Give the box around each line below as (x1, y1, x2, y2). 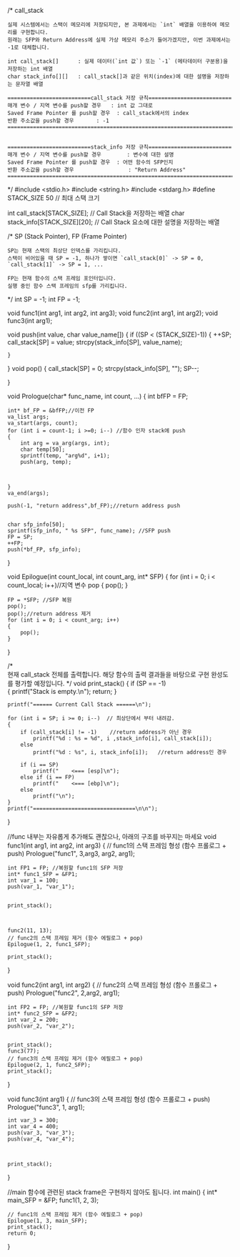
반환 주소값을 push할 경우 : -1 (7, 117, 109, 124)
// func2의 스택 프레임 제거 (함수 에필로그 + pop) (7, 935, 144, 942)
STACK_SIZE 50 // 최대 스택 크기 (7, 194, 100, 202)
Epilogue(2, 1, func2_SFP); (7, 1061, 91, 1068)
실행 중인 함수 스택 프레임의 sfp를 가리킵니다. (7, 282, 128, 289)
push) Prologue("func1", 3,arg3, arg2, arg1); (7, 850, 136, 858)
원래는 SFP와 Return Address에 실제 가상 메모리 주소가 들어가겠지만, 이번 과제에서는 (7, 36, 231, 44)
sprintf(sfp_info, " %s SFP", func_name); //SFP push (7, 527, 171, 535)
